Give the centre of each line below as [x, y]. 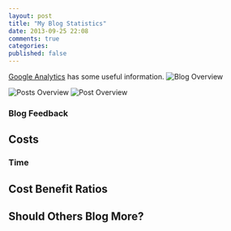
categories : [28, 46]
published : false [38, 53]
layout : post [30, 16]
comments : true [34, 38]
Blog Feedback [38, 113]
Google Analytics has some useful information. [86, 77]
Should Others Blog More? [76, 217]
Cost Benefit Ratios [58, 188]
